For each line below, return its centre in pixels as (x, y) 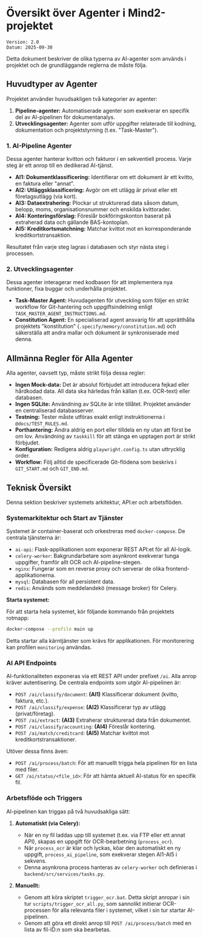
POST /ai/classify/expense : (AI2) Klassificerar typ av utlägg (90, 707)
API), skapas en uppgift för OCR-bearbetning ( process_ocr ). (99, 841)
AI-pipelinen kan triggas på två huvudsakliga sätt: (68, 811)
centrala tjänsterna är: (34, 538)
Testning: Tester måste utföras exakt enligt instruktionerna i (90, 417)
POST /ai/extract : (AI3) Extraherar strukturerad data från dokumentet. (103, 720)
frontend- (178, 569)
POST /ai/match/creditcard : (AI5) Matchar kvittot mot (82, 733)
